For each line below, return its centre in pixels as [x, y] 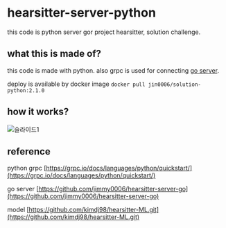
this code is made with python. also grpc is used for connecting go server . [113, 70]
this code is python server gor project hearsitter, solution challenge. [104, 32]
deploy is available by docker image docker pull [76, 84]
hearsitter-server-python [81, 13]
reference [29, 151]
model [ [18, 210]
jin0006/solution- [174, 85]
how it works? [38, 112]
